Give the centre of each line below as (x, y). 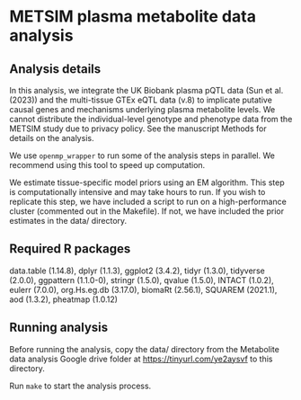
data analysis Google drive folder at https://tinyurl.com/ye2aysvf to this (141, 359)
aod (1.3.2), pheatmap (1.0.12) (64, 299)
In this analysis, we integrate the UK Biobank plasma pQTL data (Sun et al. (146, 90)
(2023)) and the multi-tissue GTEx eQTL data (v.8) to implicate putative (141, 100)
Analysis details (55, 69)
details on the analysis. (52, 138)
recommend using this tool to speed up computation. (107, 165)
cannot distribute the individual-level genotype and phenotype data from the (151, 119)
